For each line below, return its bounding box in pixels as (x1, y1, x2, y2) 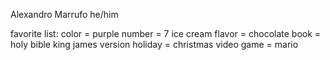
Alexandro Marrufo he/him (10, 9, 119, 20)
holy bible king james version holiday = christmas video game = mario (10, 39, 299, 50)
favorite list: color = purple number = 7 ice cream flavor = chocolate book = (10, 28, 322, 39)
